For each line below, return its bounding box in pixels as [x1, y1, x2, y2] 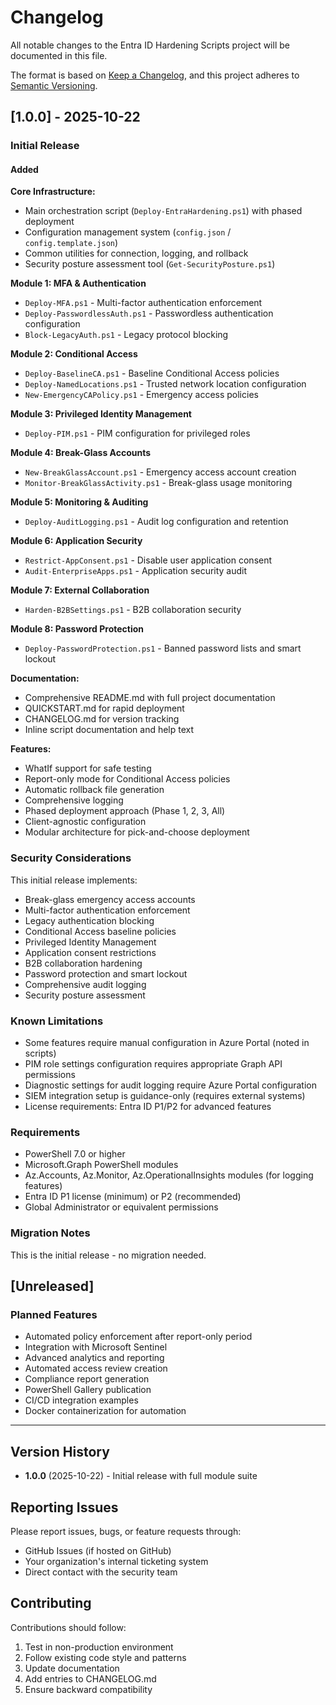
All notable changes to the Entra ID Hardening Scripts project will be [10, 39, 290, 51]
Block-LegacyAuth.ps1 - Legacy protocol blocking [24, 329, 229, 341]
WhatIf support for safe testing [24, 762, 152, 775]
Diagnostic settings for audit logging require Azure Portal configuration [24, 1079, 317, 1091]
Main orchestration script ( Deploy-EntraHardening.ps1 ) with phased [24, 205, 303, 217]
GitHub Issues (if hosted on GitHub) [24, 1544, 172, 1556]
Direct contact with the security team [24, 1566, 178, 1578]
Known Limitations [10, 1014, 104, 1028]
